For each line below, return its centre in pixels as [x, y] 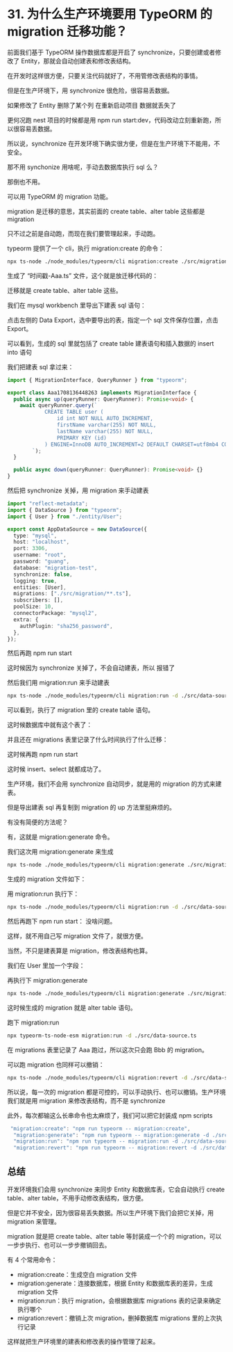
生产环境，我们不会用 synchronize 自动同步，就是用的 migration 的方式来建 [114, 784]
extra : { [26, 620]
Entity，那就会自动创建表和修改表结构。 [78, 61]
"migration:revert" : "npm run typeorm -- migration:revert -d [105, 1148]
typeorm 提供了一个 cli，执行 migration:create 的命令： [86, 248]
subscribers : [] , [38, 600]
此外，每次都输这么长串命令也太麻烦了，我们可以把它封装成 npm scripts [110, 1115]
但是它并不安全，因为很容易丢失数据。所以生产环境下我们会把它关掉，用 [110, 1213]
